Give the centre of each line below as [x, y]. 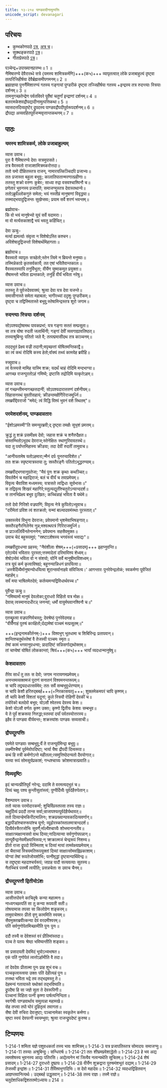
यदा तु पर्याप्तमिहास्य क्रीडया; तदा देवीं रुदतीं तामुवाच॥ [47, 446]
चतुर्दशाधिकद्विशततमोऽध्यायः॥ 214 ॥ [34, 1080]
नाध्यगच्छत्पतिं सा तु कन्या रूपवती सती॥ [36, 903]
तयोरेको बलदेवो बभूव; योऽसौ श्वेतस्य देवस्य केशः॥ [44, 702]
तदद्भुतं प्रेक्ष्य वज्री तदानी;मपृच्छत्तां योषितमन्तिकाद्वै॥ [44, 347]
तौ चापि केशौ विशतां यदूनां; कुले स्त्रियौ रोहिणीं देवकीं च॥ [48, 697]
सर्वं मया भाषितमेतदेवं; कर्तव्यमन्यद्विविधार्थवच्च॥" [42, 581]
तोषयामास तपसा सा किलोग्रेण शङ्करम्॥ [36, 909]
